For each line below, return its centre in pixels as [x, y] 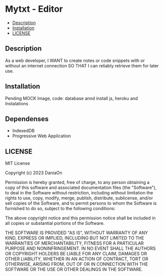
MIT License [18, 163]
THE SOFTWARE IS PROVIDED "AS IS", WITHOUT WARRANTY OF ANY [77, 233]
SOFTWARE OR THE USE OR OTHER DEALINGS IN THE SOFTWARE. [74, 270]
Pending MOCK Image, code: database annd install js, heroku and [72, 98]
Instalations [17, 103]
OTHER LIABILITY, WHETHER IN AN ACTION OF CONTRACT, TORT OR [77, 259]
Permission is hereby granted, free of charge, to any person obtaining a [77, 183]
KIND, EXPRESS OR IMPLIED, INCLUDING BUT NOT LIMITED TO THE [75, 238]
